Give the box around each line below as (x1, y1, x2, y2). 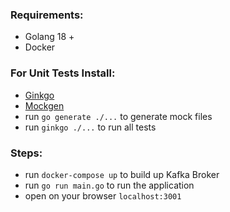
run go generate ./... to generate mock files (24, 110, 213, 122)
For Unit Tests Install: (10, 66, 116, 80)
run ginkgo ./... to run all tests (24, 121, 157, 133)
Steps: (10, 146, 43, 160)
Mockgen (24, 99, 65, 112)
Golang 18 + (24, 31, 75, 43)
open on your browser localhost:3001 (24, 189, 182, 202)
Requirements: (10, 8, 84, 22)
